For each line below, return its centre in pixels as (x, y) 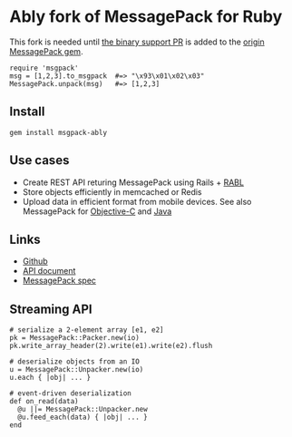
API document (49, 271)
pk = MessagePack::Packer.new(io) (75, 338)
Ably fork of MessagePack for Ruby (146, 17)
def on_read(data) (44, 402)
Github (35, 261)
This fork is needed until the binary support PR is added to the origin (137, 42)
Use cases (39, 160)
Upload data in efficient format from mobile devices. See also (137, 201)
